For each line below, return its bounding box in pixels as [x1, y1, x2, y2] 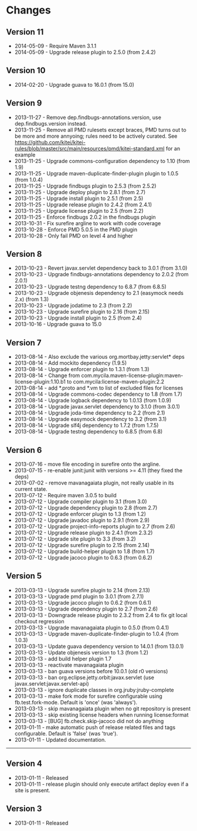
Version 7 [6, 338, 42, 348]
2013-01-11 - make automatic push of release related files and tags [14, 724, 176, 731]
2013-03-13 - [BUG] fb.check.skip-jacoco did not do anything [14, 717, 164, 724]
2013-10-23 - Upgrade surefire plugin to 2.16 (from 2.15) [14, 308, 150, 316]
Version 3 [6, 804, 42, 814]
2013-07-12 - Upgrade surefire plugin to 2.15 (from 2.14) [14, 542, 150, 549]
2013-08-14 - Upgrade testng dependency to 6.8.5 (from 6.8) [14, 428, 163, 435]
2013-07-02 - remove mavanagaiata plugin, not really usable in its [14, 479, 174, 487]
